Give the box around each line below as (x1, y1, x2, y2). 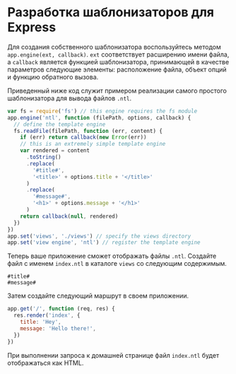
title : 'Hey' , (20, 319, 61, 326)
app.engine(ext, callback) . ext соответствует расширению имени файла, (7, 50, 230, 59)
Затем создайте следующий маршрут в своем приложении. (7, 291, 189, 300)
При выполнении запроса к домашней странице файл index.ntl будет (7, 351, 220, 359)
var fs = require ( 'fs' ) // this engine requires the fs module (7, 107, 198, 115)
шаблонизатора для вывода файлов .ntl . (7, 93, 132, 103)
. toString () (25, 153, 61, 161)
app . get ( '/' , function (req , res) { (7, 305, 115, 312)
